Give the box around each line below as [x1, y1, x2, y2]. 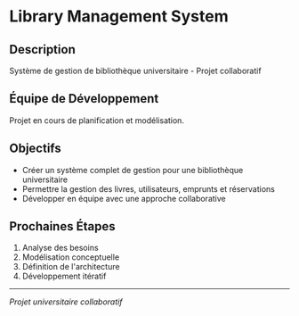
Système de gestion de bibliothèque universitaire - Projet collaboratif [9, 65, 262, 76]
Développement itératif [21, 270, 107, 282]
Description [9, 42, 76, 57]
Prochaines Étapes [9, 219, 116, 234]
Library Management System [9, 6, 229, 27]
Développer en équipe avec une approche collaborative [21, 193, 226, 204]
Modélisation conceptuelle [21, 252, 120, 262]
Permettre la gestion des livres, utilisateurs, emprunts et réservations [21, 183, 276, 194]
